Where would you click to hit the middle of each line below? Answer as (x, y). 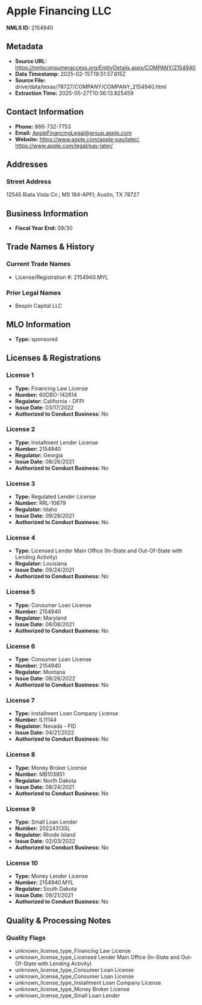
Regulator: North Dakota (46, 780)
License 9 (21, 808)
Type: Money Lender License (51, 876)
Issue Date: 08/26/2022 (45, 679)
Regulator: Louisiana (41, 564)
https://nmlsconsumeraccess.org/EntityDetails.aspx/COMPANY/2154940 (105, 67)
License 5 (21, 592)
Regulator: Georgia (39, 455)
